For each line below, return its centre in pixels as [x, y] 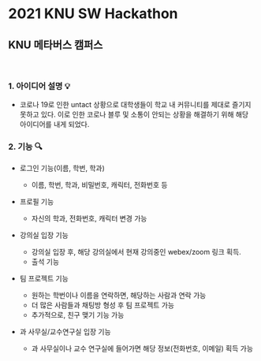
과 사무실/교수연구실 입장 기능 [65, 331]
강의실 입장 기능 [44, 235]
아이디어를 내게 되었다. [54, 125]
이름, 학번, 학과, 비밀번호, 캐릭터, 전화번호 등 [99, 184]
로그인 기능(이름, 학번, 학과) [62, 168]
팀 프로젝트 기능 [44, 278]
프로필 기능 [37, 201]
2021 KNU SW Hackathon [93, 14]
